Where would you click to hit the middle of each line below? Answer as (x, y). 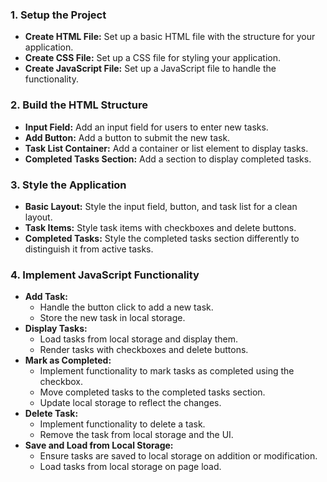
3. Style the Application (68, 185)
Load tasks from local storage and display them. (139, 339)
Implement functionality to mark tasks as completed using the (167, 371)
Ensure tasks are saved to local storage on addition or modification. (178, 456)
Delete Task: (51, 414)
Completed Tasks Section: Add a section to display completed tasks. (168, 159)
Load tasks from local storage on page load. (130, 467)
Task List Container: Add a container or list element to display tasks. (166, 148)
